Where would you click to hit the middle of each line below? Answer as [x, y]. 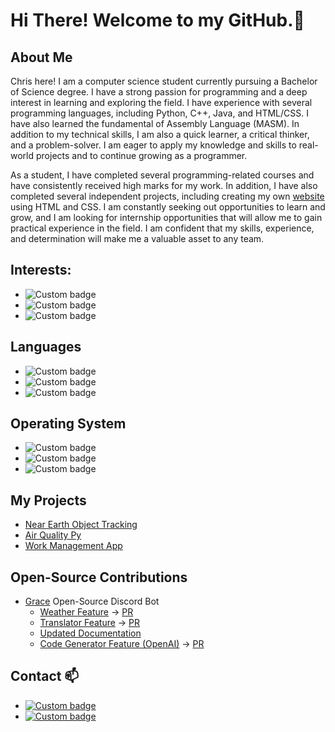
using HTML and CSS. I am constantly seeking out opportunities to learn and [168, 207]
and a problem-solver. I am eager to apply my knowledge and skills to [153, 145]
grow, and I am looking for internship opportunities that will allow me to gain [166, 217]
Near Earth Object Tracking [81, 525]
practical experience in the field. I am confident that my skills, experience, [162, 228]
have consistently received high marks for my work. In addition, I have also [164, 185]
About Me [41, 57]
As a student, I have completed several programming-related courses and [162, 175]
